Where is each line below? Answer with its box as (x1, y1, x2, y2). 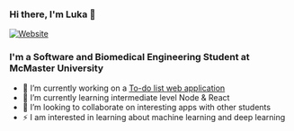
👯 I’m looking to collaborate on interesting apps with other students (22, 101, 272, 112)
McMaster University (9, 62, 104, 74)
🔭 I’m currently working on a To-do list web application (22, 83, 226, 93)
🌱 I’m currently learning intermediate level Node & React (22, 92, 230, 102)
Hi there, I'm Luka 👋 (9, 8, 96, 21)
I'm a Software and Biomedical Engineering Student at (9, 51, 250, 64)
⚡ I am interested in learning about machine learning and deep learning (22, 111, 286, 122)
